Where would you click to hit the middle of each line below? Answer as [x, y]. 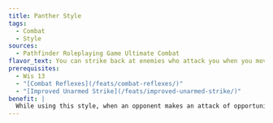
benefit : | [27, 99]
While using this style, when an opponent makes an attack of [123, 106]
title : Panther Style [45, 16]
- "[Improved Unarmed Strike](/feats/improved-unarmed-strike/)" [129, 91]
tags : [17, 23]
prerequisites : [34, 69]
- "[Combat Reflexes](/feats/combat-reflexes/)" [100, 83]
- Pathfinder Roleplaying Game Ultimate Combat [98, 53]
